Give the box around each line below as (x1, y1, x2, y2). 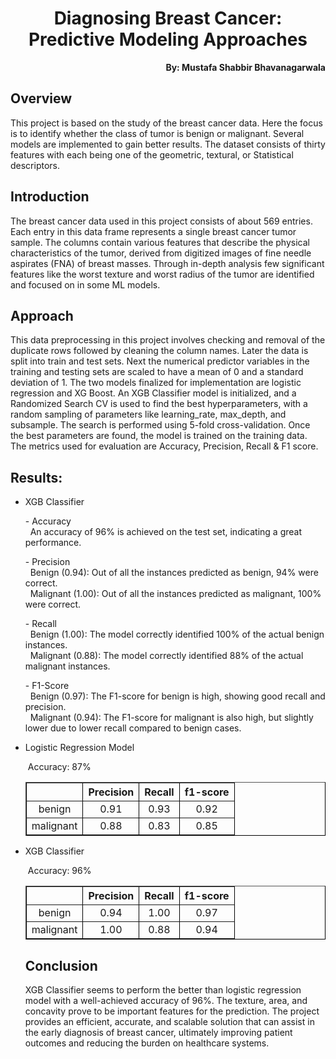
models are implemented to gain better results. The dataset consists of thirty (10, 138, 326, 150)
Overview (10, 90, 73, 107)
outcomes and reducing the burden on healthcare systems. (24, 1037, 270, 1049)
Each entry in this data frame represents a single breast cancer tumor (10, 225, 297, 237)
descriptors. (10, 159, 61, 171)
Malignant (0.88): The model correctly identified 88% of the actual (29, 650, 304, 662)
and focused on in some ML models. (10, 278, 161, 291)
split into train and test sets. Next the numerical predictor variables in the (10, 355, 310, 367)
